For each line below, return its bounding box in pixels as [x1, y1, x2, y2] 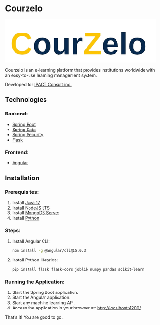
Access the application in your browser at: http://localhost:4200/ [12, 305, 141, 310]
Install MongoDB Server [12, 210, 59, 216]
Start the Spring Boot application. [12, 289, 79, 295]
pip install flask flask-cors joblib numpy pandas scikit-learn [12, 267, 145, 272]
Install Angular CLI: [12, 238, 50, 244]
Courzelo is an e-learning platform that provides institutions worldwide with [5, 67, 155, 73]
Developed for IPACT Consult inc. [5, 81, 72, 87]
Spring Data [12, 127, 36, 132]
